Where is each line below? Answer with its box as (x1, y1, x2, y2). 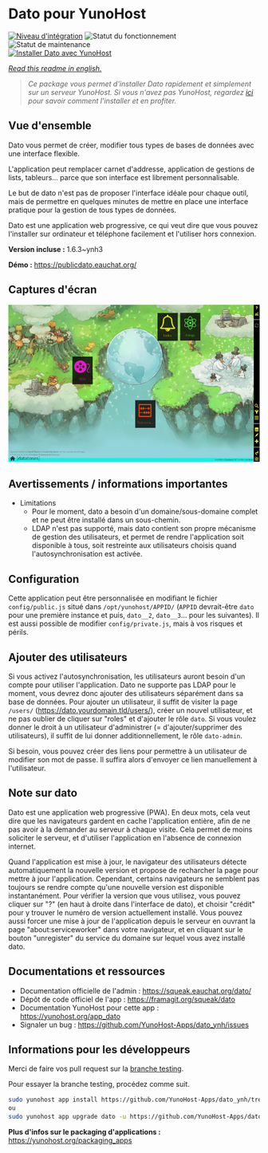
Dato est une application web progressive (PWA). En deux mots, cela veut (8, 807, 250, 817)
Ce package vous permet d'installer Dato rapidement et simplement (27, 79, 252, 89)
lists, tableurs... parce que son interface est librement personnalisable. (8, 172, 240, 182)
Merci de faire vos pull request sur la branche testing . (8, 1064, 184, 1073)
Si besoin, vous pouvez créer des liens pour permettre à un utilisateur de (8, 746, 247, 756)
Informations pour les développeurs (8, 1043, 191, 1057)
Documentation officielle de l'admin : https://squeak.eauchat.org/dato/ (19, 986, 252, 995)
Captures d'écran (8, 283, 97, 297)
